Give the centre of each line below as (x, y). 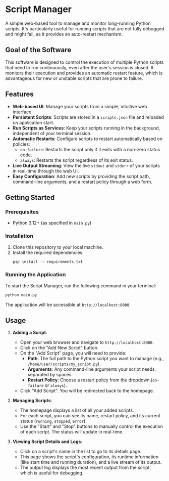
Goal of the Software (38, 50)
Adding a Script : (30, 333)
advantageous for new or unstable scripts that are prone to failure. (74, 78)
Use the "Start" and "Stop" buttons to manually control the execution (91, 426)
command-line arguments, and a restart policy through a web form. (82, 182)
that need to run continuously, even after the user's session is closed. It (79, 67)
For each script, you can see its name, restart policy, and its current (90, 416)
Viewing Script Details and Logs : (47, 442)
